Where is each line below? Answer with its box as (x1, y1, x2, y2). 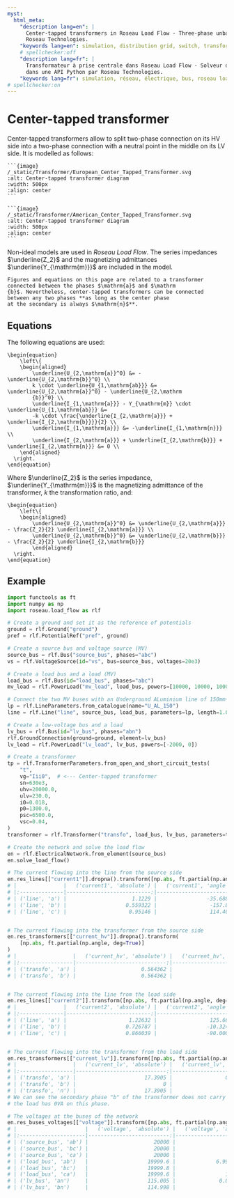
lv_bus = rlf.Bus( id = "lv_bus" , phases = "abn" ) (7, 728, 141, 735)
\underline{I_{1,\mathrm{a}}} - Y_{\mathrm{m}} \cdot (32, 400, 192, 407)
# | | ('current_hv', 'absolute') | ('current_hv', (7, 953, 226, 960)
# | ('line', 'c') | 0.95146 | (7, 908, 157, 915)
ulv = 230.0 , (19, 792, 52, 800)
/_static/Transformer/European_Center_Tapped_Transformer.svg (7, 169, 192, 176)
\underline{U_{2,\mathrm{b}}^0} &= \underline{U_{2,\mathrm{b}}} (32, 532, 226, 539)
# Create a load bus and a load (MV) (7, 670, 117, 678)
